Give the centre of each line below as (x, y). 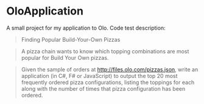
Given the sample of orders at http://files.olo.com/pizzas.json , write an (110, 69)
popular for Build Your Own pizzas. (65, 57)
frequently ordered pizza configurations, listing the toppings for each (108, 82)
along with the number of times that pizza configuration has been (103, 88)
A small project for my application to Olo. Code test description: (86, 28)
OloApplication (45, 11)
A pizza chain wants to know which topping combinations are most (105, 51)
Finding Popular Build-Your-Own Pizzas (71, 39)
